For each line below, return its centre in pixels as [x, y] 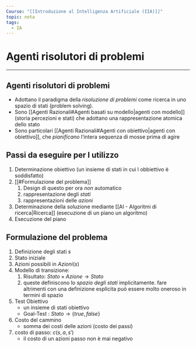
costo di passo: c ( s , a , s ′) [44, 332]
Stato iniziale [30, 257]
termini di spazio [43, 295]
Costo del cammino [38, 320]
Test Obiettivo [31, 301]
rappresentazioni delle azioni [58, 200]
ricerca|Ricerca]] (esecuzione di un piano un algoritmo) [81, 213]
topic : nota [20, 17]
